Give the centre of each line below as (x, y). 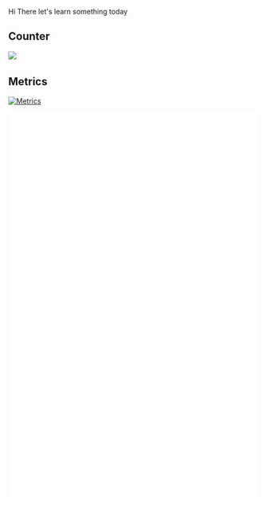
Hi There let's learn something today (68, 12)
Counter (29, 36)
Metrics (28, 82)
